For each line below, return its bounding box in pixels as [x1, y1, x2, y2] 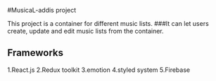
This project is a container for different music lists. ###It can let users [7, 20, 209, 27]
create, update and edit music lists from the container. [7, 27, 164, 35]
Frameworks [7, 47, 64, 59]
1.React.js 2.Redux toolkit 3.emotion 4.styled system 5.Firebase [7, 66, 191, 74]
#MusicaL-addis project [7, 6, 77, 14]
